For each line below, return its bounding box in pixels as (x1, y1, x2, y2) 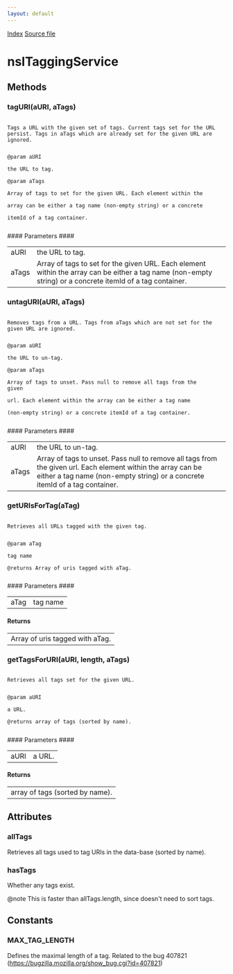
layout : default (7, 10, 54, 17)
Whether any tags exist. (7, 881, 75, 889)
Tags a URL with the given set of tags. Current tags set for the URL (7, 124, 216, 131)
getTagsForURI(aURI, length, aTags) (7, 654, 130, 664)
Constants (7, 915, 53, 927)
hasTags (7, 865, 37, 874)
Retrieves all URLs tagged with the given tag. (7, 523, 148, 530)
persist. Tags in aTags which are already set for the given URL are (7, 130, 213, 137)
